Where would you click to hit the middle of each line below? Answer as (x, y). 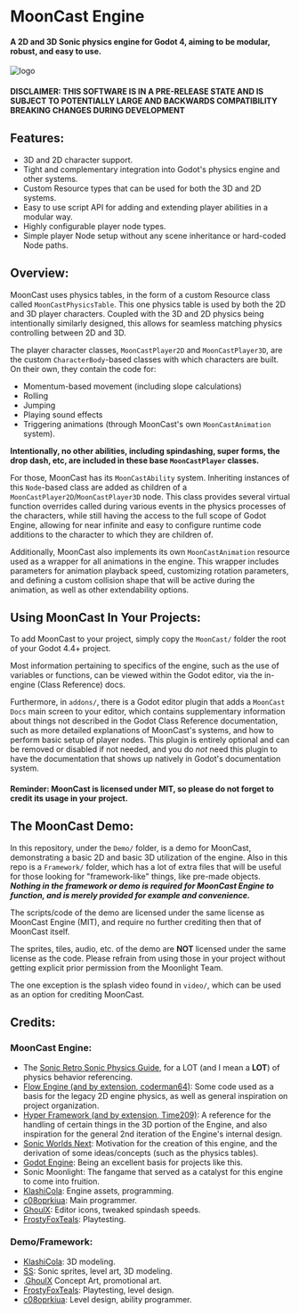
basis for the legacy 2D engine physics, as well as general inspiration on (155, 1095)
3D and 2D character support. (78, 160)
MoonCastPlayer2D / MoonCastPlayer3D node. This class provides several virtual (150, 496)
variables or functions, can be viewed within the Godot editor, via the (137, 675)
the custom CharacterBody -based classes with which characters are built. (145, 359)
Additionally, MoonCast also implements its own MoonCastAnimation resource (150, 551)
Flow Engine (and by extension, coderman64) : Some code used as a (148, 1087)
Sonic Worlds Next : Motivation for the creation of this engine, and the (150, 1143)
